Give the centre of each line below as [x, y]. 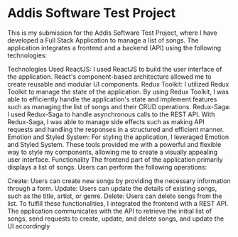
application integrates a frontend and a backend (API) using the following [114, 48]
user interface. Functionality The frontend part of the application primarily [115, 159]
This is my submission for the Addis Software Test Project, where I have [113, 33]
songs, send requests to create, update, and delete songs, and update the [116, 219]
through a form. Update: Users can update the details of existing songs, [112, 188]
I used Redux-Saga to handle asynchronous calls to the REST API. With [111, 114]
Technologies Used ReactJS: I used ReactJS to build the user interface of [115, 69]
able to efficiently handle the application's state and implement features [112, 99]
